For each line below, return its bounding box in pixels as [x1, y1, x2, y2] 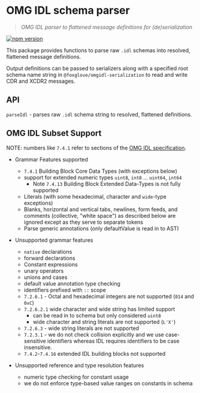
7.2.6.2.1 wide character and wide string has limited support [23, 305, 175, 313]
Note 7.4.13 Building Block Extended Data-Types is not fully [32, 180, 181, 187]
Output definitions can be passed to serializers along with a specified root [6, 64, 189, 72]
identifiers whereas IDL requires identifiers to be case [47, 337, 180, 344]
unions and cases [23, 274, 68, 281]
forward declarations [23, 254, 76, 262]
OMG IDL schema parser [6, 4, 130, 17]
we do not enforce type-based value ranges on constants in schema [23, 379, 193, 387]
